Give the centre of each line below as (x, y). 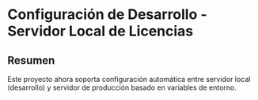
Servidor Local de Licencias (101, 31)
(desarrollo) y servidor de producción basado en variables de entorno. (122, 87)
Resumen (31, 60)
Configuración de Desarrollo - (107, 15)
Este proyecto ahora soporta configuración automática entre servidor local (129, 79)
